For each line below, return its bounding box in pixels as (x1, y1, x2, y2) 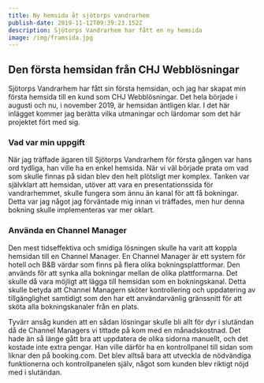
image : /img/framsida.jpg (8, 33, 93, 42)
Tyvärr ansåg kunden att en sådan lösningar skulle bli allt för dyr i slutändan (8, 317, 255, 326)
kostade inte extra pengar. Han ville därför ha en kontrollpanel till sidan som (8, 342, 254, 351)
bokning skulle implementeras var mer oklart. (8, 205, 155, 215)
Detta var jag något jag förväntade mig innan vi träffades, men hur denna (8, 197, 245, 206)
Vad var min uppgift (8, 137, 85, 148)
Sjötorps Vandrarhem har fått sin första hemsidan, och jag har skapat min (8, 84, 247, 93)
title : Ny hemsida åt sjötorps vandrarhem (8, 11, 150, 20)
